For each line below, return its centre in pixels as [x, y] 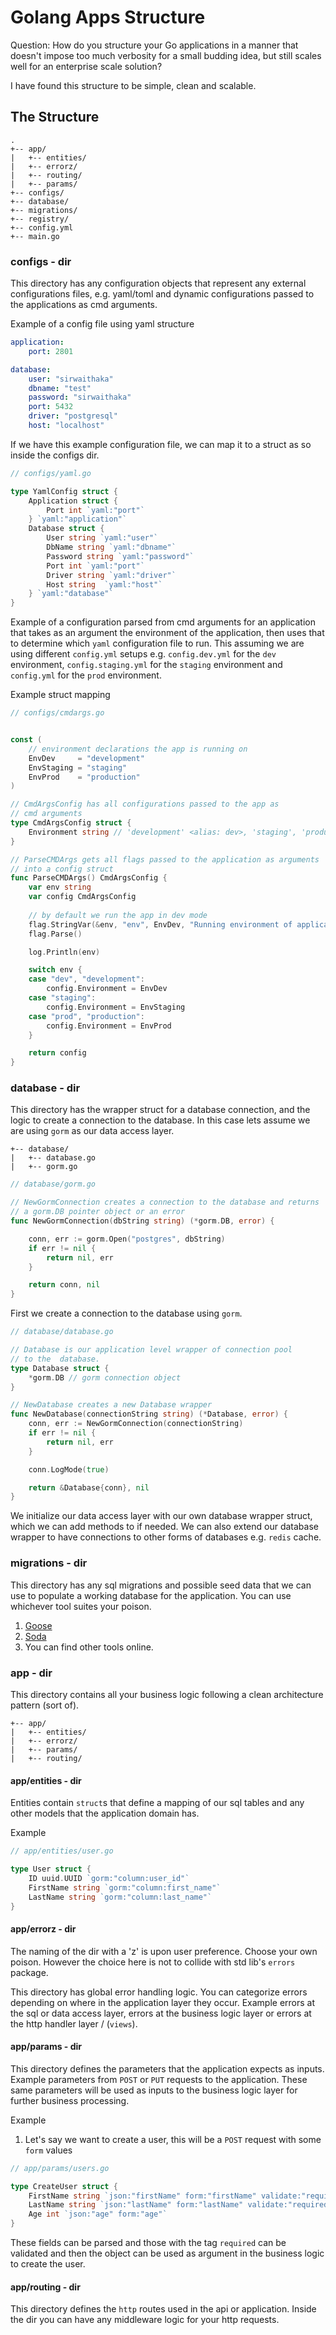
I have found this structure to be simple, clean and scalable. [133, 85]
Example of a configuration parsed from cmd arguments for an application [163, 622]
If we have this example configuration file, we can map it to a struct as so [161, 444]
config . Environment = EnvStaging [116, 1007]
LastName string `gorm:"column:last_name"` [120, 1897]
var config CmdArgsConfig [82, 897]
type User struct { [51, 1869]
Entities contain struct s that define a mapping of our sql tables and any [157, 1803]
